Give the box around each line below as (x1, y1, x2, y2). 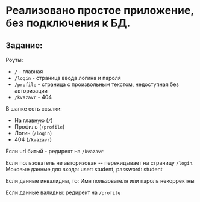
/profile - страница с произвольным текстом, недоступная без (14, 81, 179, 88)
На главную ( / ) (14, 117, 53, 124)
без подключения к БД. (5, 16, 131, 30)
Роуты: (5, 57, 23, 63)
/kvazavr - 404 (14, 94, 52, 100)
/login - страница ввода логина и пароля (14, 75, 121, 81)
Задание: (5, 40, 43, 50)
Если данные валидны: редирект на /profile (5, 189, 121, 196)
